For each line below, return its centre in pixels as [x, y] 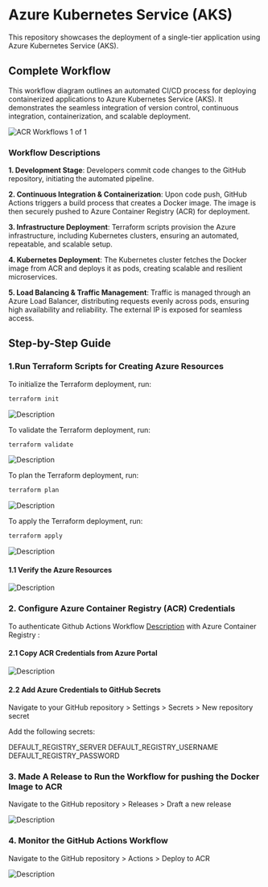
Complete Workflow [60, 71]
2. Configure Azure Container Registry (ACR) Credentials [122, 608]
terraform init [34, 399]
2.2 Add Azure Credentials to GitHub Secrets [85, 690]
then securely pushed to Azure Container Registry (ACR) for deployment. [129, 212]
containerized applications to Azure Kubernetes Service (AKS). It [115, 99]
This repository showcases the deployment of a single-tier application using [134, 37]
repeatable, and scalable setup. [60, 244]
